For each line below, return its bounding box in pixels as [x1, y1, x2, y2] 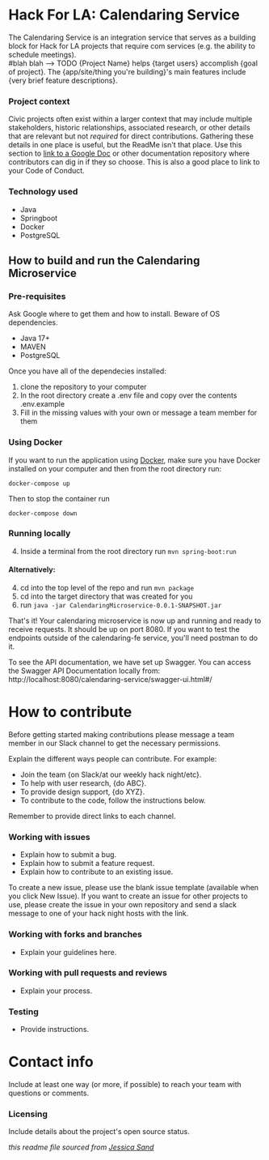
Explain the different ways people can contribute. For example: [8, 753, 217, 763]
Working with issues [8, 831, 90, 842]
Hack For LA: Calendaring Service [8, 6, 240, 24]
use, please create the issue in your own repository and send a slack [8, 900, 237, 910]
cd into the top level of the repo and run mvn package [19, 583, 195, 593]
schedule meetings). [8, 49, 77, 59]
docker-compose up [8, 480, 70, 488]
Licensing [8, 1108, 48, 1119]
